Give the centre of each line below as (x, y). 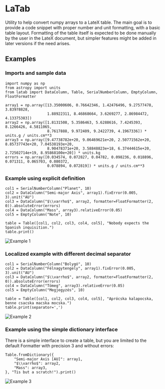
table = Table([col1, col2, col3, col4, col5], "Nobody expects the (77, 223)
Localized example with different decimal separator (68, 254)
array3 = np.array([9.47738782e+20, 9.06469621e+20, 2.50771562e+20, (78, 140)
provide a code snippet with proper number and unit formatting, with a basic (83, 27)
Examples (21, 59)
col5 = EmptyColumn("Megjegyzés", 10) (45, 290)
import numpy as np (25, 83)
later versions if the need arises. (38, 43)
